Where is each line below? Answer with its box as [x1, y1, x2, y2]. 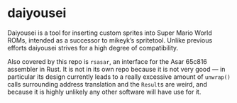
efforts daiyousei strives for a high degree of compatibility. [7, 43, 179, 52]
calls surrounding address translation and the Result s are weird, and [7, 80, 208, 88]
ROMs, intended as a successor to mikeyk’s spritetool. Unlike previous [7, 36, 213, 44]
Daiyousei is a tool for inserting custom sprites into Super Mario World [7, 28, 213, 37]
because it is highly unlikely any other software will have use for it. [7, 87, 202, 96]
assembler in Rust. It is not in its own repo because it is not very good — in [7, 65, 226, 73]
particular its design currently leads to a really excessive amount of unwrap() [7, 72, 231, 81]
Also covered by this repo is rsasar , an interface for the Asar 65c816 [7, 57, 208, 65]
